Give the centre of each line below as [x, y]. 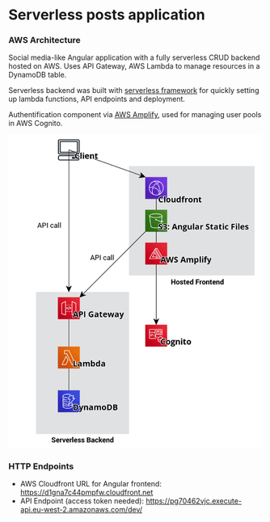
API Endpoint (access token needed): [82, 501]
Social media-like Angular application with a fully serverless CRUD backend [134, 57]
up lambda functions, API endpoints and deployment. [97, 99]
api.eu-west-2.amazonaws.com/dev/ [81, 510]
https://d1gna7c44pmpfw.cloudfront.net [86, 493]
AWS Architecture [44, 40]
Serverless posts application [107, 15]
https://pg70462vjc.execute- [194, 501]
